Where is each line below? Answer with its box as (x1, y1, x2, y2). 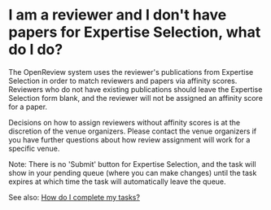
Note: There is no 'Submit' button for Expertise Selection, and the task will (8, 159, 256, 168)
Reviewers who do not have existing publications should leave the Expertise (8, 84, 263, 94)
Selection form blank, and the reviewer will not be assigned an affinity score (8, 93, 263, 103)
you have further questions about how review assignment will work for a (8, 134, 251, 144)
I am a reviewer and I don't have (8, 6, 227, 24)
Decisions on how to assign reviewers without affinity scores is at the (8, 117, 241, 127)
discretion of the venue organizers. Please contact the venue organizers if (8, 126, 257, 136)
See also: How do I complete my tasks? (8, 192, 141, 202)
